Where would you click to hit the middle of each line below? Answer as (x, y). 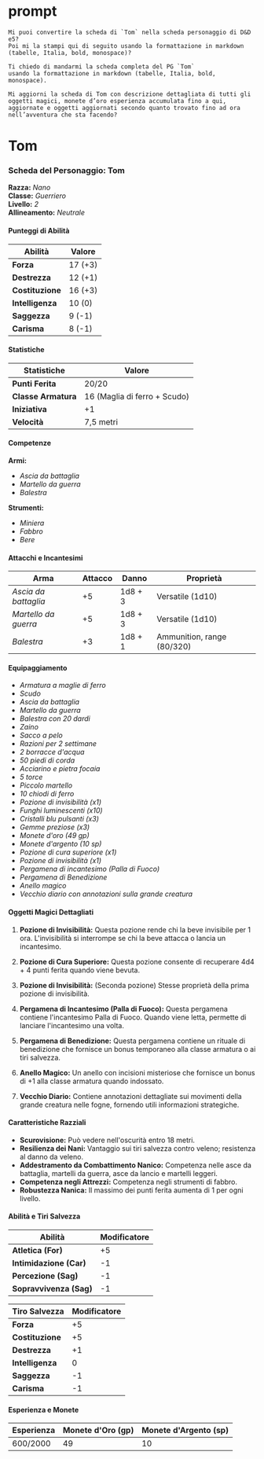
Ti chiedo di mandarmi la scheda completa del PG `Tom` (101, 66)
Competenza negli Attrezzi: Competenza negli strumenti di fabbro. (128, 1182)
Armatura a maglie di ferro (62, 685)
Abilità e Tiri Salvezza (44, 1216)
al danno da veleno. (51, 1156)
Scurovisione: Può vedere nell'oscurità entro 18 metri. (107, 1140)
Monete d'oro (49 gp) (55, 836)
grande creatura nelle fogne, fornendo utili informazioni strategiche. (129, 1104)
